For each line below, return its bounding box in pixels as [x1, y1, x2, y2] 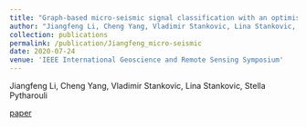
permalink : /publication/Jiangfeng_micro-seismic [9, 38, 203, 48]
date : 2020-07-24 [9, 47, 76, 56]
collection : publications [9, 30, 108, 39]
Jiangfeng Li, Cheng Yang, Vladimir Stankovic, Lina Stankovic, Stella [9, 81, 267, 91]
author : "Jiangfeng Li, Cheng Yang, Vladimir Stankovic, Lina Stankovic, [9, 22, 297, 31]
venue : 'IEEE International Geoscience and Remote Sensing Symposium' [9, 55, 284, 64]
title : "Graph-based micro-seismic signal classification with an [9, 13, 268, 23]
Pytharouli [9, 90, 48, 101]
